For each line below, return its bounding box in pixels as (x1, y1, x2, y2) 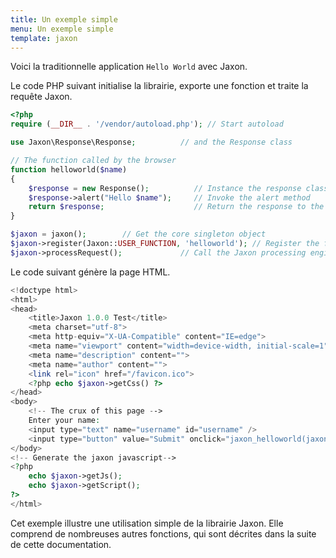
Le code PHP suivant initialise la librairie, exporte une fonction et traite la (10, 80, 309, 92)
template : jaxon (10, 33, 78, 43)
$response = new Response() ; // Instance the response (28, 183, 302, 193)
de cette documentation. (10, 538, 112, 550)
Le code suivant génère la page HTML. (10, 266, 171, 278)
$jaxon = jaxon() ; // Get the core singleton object (10, 229, 267, 240)
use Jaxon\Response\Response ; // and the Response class (10, 137, 293, 148)
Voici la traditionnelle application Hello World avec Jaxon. (10, 61, 248, 73)
